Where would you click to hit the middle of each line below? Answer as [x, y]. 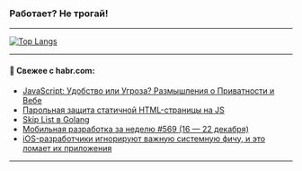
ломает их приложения [67, 148]
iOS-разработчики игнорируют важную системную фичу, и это [144, 139]
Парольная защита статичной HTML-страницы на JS [123, 110]
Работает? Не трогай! [59, 13]
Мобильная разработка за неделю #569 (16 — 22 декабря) [136, 129]
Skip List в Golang [56, 119]
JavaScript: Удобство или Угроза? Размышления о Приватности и [148, 90]
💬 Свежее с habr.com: [52, 70]
